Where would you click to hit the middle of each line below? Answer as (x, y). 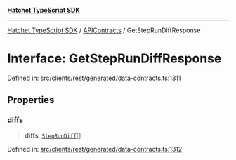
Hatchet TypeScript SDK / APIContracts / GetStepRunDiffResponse (104, 30)
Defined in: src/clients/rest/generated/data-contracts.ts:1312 (95, 149)
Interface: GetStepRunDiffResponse (114, 59)
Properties (31, 100)
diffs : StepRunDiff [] (53, 135)
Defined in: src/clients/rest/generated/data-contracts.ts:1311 (94, 78)
